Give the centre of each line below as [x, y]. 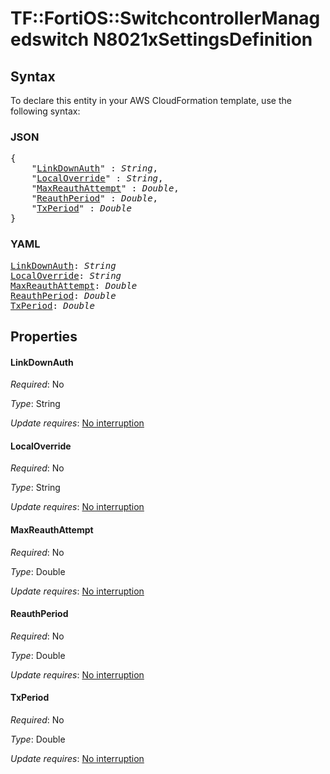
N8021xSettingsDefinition [202, 39]
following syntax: [45, 111]
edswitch [50, 39]
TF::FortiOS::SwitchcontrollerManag [165, 18]
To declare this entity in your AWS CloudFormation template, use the [151, 100]
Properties [44, 336]
